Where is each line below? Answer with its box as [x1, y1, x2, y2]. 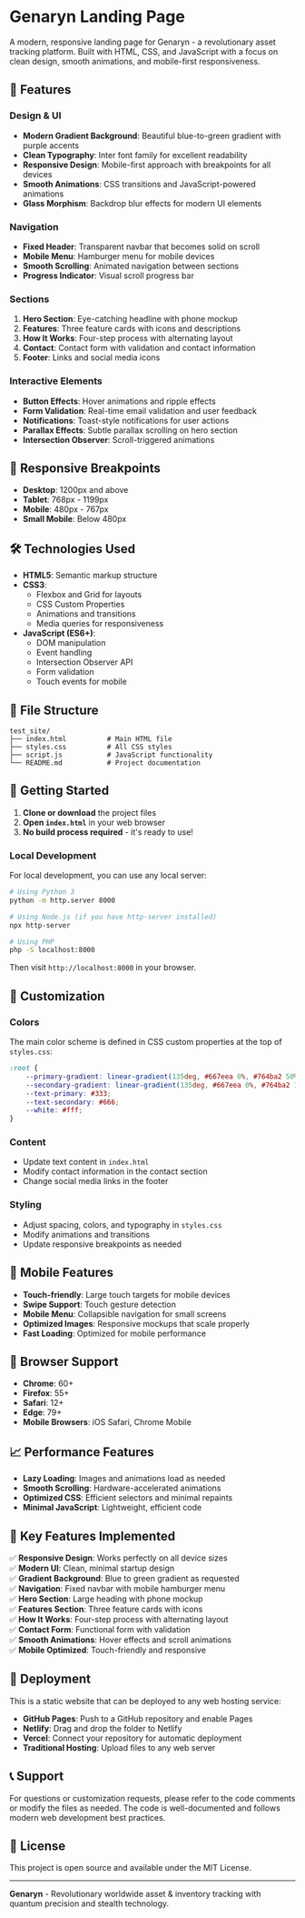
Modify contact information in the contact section [22, 1166, 208, 1177]
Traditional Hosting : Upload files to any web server [22, 1742, 216, 1752]
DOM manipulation [35, 638, 106, 648]
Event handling [35, 648, 93, 658]
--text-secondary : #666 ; [25, 1098, 120, 1107]
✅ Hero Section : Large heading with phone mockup [9, 1593, 203, 1604]
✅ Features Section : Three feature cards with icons [9, 1603, 203, 1614]
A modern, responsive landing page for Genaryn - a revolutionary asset [9, 36, 277, 47]
